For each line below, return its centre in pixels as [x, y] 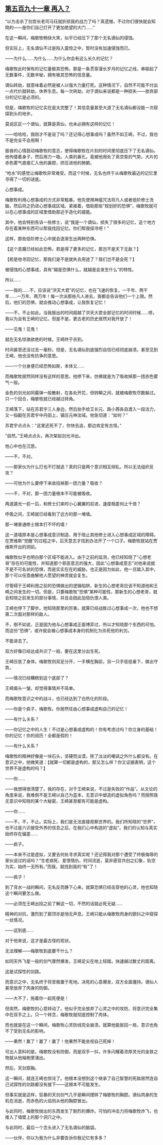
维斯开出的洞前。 [22, 547]
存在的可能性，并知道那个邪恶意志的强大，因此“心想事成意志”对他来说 [81, 563]
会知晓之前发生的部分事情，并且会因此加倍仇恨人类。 [58, 597]
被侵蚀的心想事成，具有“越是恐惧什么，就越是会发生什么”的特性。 [71, 269]
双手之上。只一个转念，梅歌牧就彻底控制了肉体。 [62, 1014]
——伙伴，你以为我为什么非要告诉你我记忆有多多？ [56, 1138]
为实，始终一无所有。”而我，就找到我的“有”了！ [51, 866]
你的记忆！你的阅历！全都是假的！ [39, 735]
